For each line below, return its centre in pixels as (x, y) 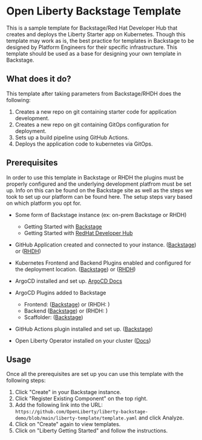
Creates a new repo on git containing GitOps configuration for (92, 125)
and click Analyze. (161, 418)
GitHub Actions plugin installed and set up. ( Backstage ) (84, 329)
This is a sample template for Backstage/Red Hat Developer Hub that (92, 28)
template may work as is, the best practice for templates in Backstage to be (100, 40)
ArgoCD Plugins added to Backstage (60, 293)
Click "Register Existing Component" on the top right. (81, 399)
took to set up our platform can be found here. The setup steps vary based (99, 196)
